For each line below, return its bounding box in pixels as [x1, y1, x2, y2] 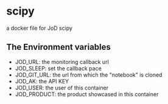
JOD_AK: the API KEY [15, 77, 69, 85]
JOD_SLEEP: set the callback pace [15, 64, 102, 72]
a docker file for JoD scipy [6, 24, 73, 32]
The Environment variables [6, 42, 111, 52]
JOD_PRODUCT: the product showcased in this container [15, 90, 159, 98]
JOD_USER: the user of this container [15, 84, 109, 91]
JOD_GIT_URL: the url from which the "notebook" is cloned [15, 71, 163, 78]
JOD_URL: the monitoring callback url [15, 58, 110, 65]
